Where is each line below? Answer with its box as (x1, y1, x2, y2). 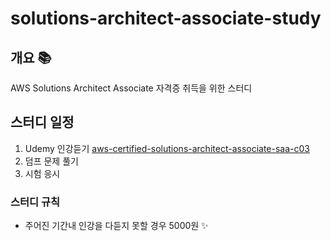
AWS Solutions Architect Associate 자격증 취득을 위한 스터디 (10, 82, 253, 94)
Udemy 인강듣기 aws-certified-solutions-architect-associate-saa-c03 (24, 142, 310, 154)
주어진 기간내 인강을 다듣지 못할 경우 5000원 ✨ (24, 220, 209, 232)
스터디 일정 (10, 114, 75, 131)
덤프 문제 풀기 (24, 155, 79, 167)
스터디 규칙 (10, 195, 61, 209)
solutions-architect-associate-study (10, 7, 322, 30)
